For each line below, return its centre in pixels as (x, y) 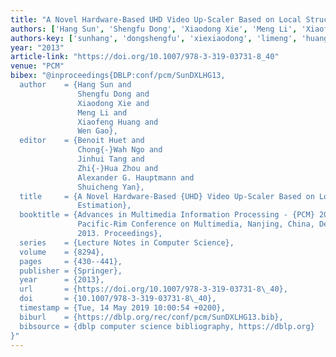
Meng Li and (102, 112)
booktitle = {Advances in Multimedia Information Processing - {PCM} (167, 215)
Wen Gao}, (97, 131)
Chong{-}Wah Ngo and (120, 150)
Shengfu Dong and (113, 94)
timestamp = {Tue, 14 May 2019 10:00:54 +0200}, (122, 308)
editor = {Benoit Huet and (82, 141)
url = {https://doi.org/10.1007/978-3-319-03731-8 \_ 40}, (153, 289)
